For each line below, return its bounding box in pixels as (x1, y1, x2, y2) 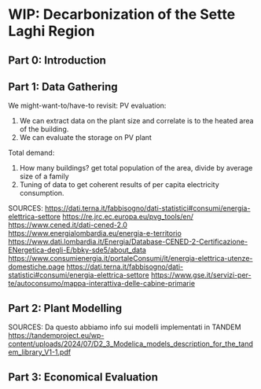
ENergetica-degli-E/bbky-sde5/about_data (8, 245, 147, 255)
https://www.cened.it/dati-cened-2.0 (8, 220, 128, 229)
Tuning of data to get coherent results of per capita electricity (19, 180, 220, 189)
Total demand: (8, 148, 55, 158)
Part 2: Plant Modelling (8, 301, 123, 315)
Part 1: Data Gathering (8, 80, 118, 94)
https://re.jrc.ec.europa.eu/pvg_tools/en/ (62, 212, 194, 222)
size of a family (19, 171, 69, 182)
